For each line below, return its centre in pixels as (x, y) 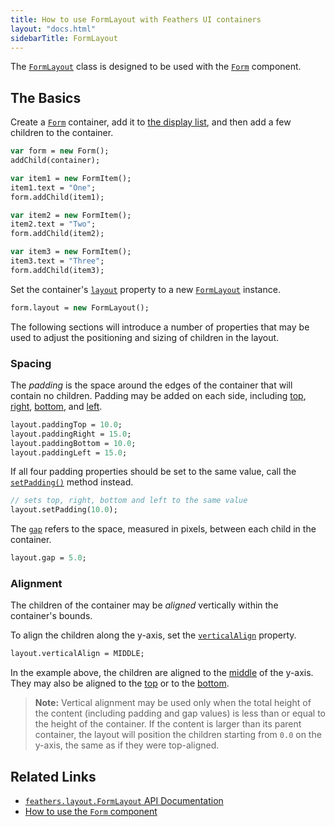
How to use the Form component (91, 812)
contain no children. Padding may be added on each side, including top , (158, 395)
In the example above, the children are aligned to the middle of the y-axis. (162, 673)
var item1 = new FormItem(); (71, 178)
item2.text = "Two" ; (53, 224)
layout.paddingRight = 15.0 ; (71, 434)
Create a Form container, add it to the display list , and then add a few (151, 122)
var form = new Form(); (60, 151)
